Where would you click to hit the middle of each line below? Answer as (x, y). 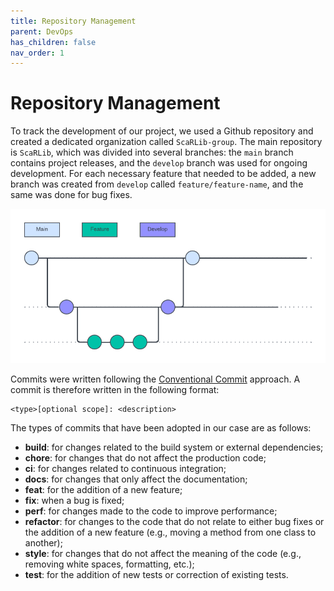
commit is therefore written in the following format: (115, 389)
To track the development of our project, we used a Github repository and (162, 131)
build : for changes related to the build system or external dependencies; (174, 447)
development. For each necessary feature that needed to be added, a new (163, 174)
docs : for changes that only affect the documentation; (136, 479)
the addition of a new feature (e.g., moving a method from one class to (170, 532)
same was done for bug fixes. (71, 195)
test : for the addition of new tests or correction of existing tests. (156, 574)
